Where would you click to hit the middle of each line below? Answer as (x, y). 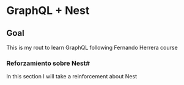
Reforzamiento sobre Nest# (48, 63)
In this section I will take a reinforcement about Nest (72, 76)
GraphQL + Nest (48, 11)
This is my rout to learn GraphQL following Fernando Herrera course (92, 47)
